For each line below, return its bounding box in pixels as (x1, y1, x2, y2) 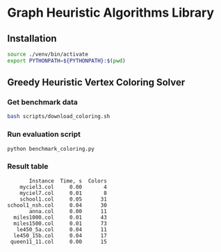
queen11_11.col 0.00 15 (10, 238, 108, 245)
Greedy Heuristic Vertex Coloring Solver (7, 76, 186, 88)
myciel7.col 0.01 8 (19, 190, 108, 196)
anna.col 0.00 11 (28, 208, 108, 215)
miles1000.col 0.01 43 (13, 214, 108, 221)
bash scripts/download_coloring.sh (7, 113, 110, 120)
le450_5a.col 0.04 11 (16, 226, 108, 233)
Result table (7, 162, 49, 171)
